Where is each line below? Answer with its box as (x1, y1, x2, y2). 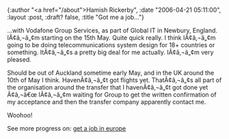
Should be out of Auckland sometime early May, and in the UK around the (7, 68, 215, 77)
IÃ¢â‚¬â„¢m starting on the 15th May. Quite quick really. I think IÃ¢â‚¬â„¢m (7, 34, 217, 42)
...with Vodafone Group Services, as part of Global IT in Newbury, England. (7, 27, 217, 34)
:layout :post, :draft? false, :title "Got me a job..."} (7, 13, 145, 21)
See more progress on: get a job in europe (7, 125, 126, 132)
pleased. (7, 55, 32, 64)
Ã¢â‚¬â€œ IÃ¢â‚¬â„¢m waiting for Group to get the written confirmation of (7, 90, 217, 99)
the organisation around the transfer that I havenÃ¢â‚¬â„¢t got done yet (7, 84, 208, 91)
